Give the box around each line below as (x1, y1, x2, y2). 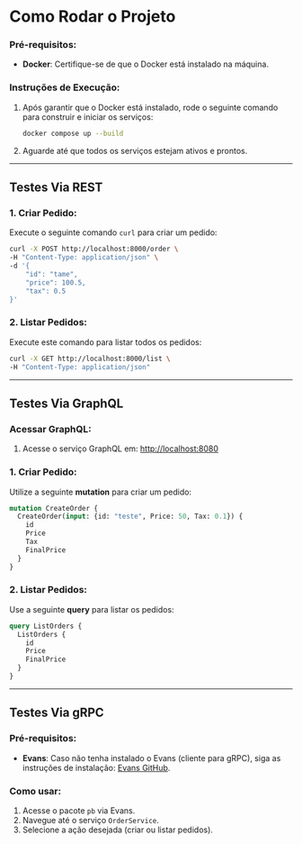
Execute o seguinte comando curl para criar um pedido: (9, 227, 218, 238)
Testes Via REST (9, 180, 103, 195)
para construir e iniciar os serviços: (22, 111, 154, 123)
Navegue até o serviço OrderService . (22, 814, 160, 825)
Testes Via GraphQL (9, 395, 124, 411)
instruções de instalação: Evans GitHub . (22, 762, 171, 773)
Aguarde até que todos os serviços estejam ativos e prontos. (22, 145, 248, 156)
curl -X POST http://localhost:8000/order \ (9, 245, 179, 254)
